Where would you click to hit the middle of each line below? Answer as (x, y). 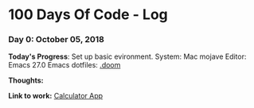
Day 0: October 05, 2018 (57, 40)
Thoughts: (26, 80)
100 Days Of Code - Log (88, 15)
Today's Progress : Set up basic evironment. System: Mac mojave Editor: (127, 56)
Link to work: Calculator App (56, 96)
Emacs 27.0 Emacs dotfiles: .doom (64, 65)
